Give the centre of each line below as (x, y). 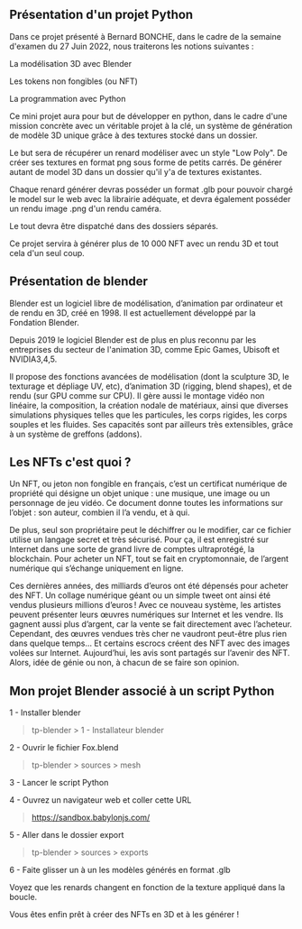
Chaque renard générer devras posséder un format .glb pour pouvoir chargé (151, 189)
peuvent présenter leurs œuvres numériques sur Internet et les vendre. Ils (146, 615)
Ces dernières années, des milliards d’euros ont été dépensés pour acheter (149, 586)
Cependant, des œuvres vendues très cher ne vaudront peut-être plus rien (148, 634)
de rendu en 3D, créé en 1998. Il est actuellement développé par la (133, 313)
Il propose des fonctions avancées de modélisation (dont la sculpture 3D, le (150, 376)
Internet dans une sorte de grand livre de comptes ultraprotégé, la (132, 549)
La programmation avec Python (68, 98)
